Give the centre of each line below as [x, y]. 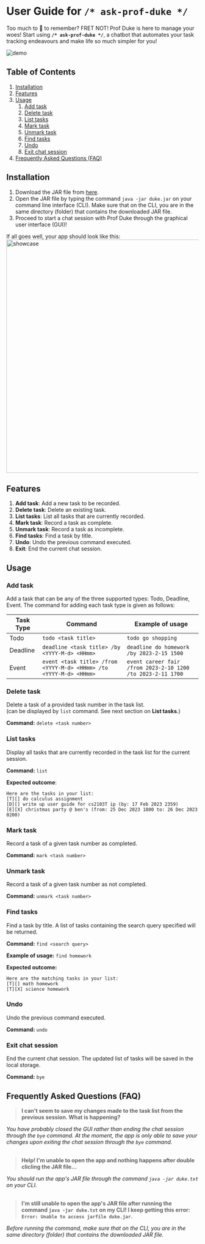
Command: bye [26, 1077]
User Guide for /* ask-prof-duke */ [97, 11]
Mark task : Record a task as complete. [64, 523]
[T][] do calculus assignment [45, 799]
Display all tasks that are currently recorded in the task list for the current [98, 752]
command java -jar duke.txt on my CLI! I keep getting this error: [106, 1210]
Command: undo [27, 1029]
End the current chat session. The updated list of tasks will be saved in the [100, 1059]
